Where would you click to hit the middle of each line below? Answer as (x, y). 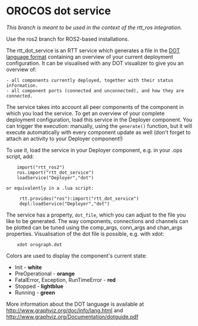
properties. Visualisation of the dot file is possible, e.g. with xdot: (85, 234)
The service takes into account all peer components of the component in (95, 107)
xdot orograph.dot (39, 244)
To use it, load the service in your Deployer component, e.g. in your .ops (94, 150)
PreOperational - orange (45, 273)
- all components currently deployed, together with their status (90, 80)
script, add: (20, 156)
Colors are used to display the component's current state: (76, 256)
